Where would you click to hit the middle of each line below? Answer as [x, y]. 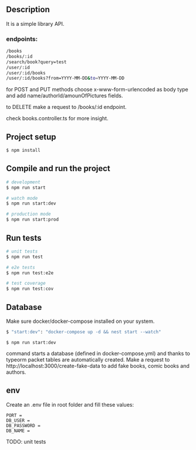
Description [28, 10]
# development [23, 182]
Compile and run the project [58, 168]
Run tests [24, 238]
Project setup [31, 137]
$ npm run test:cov [30, 289]
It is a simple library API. [35, 23]
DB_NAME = [18, 431]
